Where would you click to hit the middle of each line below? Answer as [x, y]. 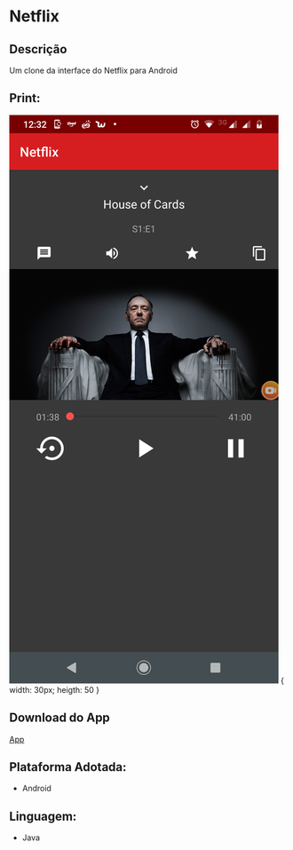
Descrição [38, 49]
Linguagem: [43, 816]
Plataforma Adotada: [68, 767]
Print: [25, 98]
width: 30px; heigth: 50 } [55, 689]
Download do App [60, 718]
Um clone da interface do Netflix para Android [93, 70]
